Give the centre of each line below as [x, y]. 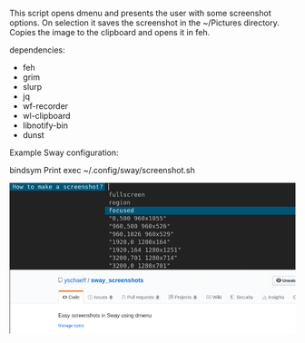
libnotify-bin [45, 125]
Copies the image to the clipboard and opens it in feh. [110, 32]
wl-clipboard [46, 116]
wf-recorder [45, 106]
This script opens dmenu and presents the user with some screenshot [140, 13]
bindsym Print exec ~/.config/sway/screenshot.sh [102, 170]
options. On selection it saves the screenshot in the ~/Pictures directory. [144, 23]
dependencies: [37, 50]
